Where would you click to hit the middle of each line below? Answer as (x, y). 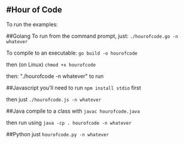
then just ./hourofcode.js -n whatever (54, 99)
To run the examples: (32, 24)
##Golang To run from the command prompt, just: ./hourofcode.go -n (92, 36)
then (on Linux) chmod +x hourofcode (51, 64)
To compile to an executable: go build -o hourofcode (72, 53)
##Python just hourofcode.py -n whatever (58, 134)
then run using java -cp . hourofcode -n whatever (69, 122)
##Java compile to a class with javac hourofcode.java (73, 111)
